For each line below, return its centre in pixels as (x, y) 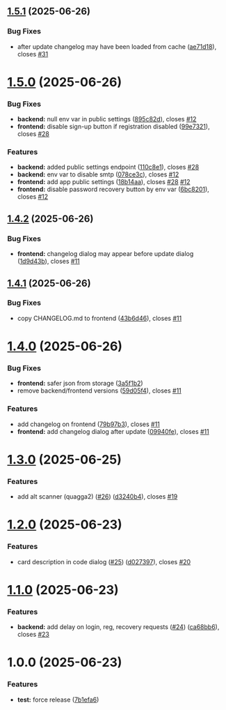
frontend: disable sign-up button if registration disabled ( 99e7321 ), (113, 127)
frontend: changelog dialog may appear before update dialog (105, 254)
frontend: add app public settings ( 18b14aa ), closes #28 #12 (104, 182)
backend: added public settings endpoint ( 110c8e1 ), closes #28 (108, 167)
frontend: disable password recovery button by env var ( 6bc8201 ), (113, 189)
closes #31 (33, 54)
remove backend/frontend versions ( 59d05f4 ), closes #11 (99, 391)
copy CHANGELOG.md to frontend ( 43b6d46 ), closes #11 (99, 318)
